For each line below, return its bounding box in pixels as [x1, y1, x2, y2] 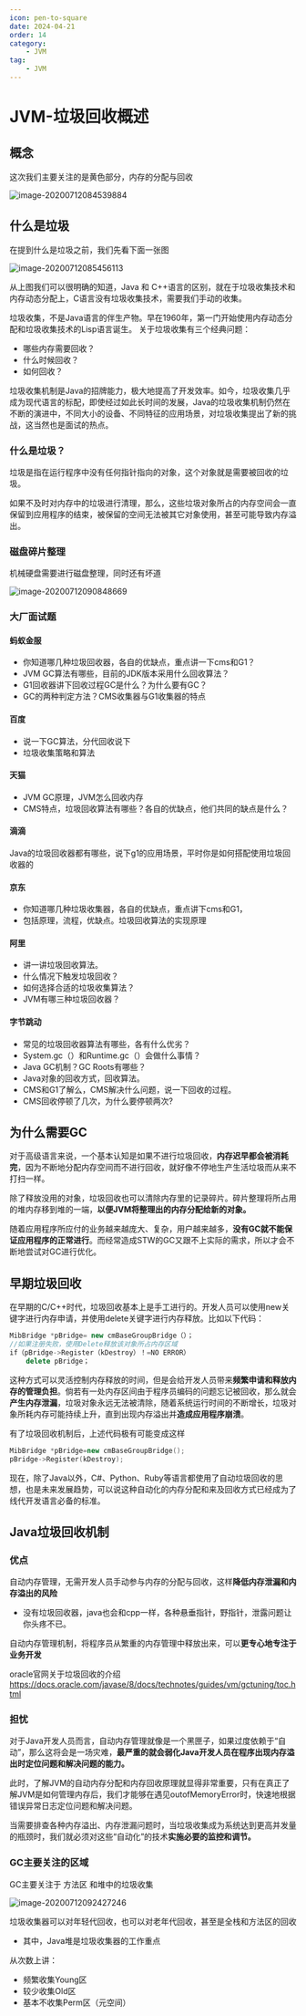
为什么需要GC [9, 1125, 88, 1140]
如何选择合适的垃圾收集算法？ [22, 982, 135, 993]
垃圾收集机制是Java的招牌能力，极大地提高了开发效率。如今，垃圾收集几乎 [9, 385, 291, 396]
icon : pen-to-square [9, 13, 88, 23]
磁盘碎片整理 [9, 545, 66, 557]
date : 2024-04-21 [9, 22, 76, 31]
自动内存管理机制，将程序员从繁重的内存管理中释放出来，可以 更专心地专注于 [9, 1638, 297, 1649]
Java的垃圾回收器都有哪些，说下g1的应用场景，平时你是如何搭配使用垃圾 [9, 847, 283, 858]
